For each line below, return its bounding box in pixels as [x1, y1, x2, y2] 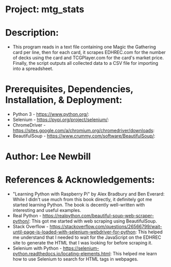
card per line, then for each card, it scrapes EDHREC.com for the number [12, 50, 166, 56]
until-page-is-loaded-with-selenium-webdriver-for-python [12, 229, 136, 235]
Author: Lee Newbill [5, 151, 91, 162]
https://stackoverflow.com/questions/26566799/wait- [49, 224, 162, 230]
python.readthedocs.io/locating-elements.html [12, 251, 110, 257]
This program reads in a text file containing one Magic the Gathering [12, 44, 156, 50]
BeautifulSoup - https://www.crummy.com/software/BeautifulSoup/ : [12, 133, 156, 139]
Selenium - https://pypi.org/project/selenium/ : [12, 116, 109, 123]
